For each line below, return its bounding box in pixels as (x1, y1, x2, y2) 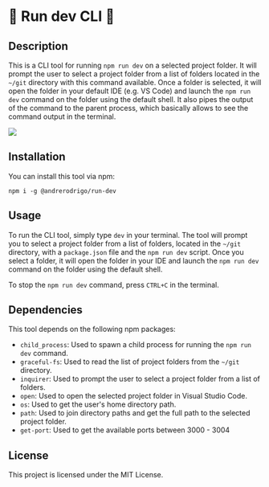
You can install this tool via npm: (8, 171, 115, 181)
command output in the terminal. (8, 112, 116, 121)
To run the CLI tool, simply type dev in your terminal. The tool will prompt (8, 230, 248, 239)
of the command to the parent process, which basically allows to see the (8, 104, 249, 113)
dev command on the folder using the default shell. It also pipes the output (8, 95, 254, 104)
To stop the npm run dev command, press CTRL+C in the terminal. (8, 280, 219, 289)
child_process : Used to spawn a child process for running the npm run (19, 340, 251, 350)
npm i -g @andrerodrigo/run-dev (8, 186, 116, 195)
